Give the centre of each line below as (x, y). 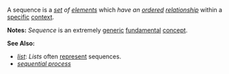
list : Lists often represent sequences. (69, 56)
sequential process (44, 63)
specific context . (31, 17)
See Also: (21, 43)
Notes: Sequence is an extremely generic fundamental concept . (97, 30)
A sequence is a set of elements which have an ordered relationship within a (115, 10)
